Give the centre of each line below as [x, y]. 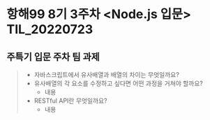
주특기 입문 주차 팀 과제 [53, 57]
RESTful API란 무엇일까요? [70, 101]
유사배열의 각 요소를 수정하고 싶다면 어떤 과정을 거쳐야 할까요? [119, 83]
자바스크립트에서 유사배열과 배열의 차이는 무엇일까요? [106, 75]
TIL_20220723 [50, 29]
